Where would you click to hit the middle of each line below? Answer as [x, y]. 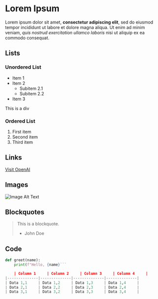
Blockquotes [25, 212]
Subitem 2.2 [32, 93]
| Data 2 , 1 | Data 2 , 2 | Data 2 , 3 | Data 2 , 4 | [72, 287]
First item [22, 132]
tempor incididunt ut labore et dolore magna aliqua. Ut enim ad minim [75, 27]
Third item [23, 142]
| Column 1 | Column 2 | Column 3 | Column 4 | [81, 273]
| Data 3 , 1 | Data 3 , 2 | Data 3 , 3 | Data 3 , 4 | [72, 292]
